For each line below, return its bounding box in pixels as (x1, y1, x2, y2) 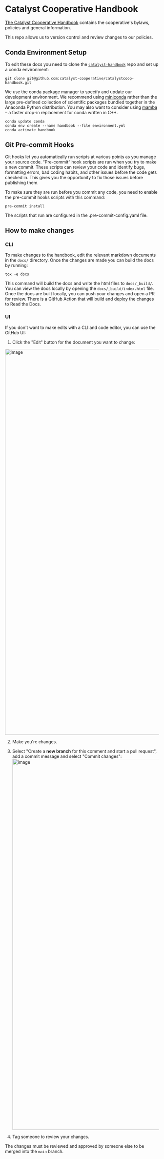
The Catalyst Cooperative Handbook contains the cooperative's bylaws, (5, 20, 150, 25)
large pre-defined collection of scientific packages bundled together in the (5, 99, 155, 105)
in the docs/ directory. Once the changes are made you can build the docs (5, 257, 154, 263)
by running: (5, 263, 28, 268)
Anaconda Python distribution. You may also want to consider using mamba (5, 104, 158, 110)
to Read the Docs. (5, 301, 41, 307)
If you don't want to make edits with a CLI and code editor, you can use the (5, 325, 156, 330)
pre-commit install (5, 203, 45, 208)
